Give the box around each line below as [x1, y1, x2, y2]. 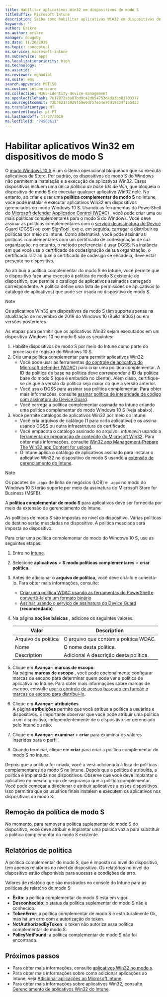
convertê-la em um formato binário [19, 595, 92, 601]
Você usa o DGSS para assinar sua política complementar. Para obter [19, 386, 162, 392]
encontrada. [12, 937, 38, 943]
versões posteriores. [5, 318, 48, 325]
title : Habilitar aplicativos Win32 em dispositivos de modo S [5, 7, 139, 12]
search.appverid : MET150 [5, 81, 57, 86]
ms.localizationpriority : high [5, 58, 70, 63]
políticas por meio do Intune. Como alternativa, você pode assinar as [5, 231, 146, 237]
